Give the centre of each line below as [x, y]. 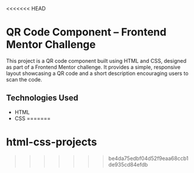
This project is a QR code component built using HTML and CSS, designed [96, 60]
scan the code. [24, 79]
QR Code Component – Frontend [86, 32]
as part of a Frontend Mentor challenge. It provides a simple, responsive [93, 67]
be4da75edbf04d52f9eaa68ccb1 [148, 158]
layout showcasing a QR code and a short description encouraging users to [97, 73]
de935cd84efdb [128, 164]
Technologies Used [42, 98]
